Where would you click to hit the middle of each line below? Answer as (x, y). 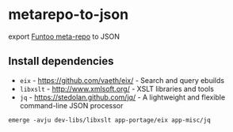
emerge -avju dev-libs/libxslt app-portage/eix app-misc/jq (110, 120)
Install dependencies (61, 61)
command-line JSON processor (71, 105)
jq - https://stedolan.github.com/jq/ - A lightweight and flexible (122, 97)
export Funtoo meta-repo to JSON (64, 36)
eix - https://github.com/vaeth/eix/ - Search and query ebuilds (122, 80)
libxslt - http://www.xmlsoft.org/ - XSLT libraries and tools (116, 89)
